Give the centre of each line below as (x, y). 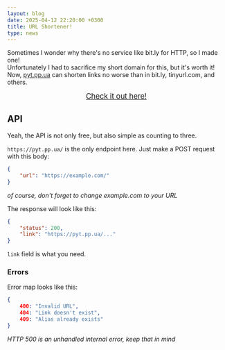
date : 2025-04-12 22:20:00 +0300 (55, 20)
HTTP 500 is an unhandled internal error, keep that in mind (91, 339)
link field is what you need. (47, 254)
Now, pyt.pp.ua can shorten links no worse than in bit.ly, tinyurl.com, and (111, 75)
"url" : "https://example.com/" (65, 175)
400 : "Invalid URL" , (49, 306)
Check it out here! (116, 97)
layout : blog (26, 14)
